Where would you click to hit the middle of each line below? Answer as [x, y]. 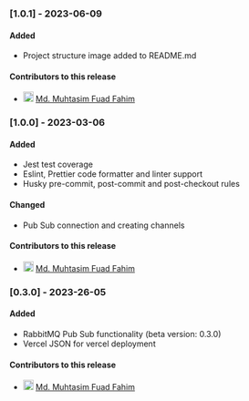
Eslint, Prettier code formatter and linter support [113, 174]
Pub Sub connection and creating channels [104, 225]
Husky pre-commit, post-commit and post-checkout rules [131, 184]
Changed [27, 205]
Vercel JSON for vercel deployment [89, 344]
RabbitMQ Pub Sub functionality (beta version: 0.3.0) [122, 334]
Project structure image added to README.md [109, 56]
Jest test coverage [58, 165]
